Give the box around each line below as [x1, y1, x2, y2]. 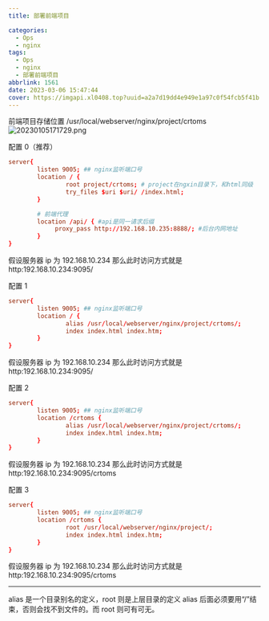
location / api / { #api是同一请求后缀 [37, 218, 155, 226]
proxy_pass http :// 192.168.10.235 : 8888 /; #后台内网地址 [54, 225, 239, 233]
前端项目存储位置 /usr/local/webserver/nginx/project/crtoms [8, 116, 207, 126]
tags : [8, 49, 26, 57]
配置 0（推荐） [8, 142, 58, 152]
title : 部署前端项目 [8, 11, 70, 20]
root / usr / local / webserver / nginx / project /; [65, 523, 214, 531]
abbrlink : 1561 [8, 78, 59, 87]
